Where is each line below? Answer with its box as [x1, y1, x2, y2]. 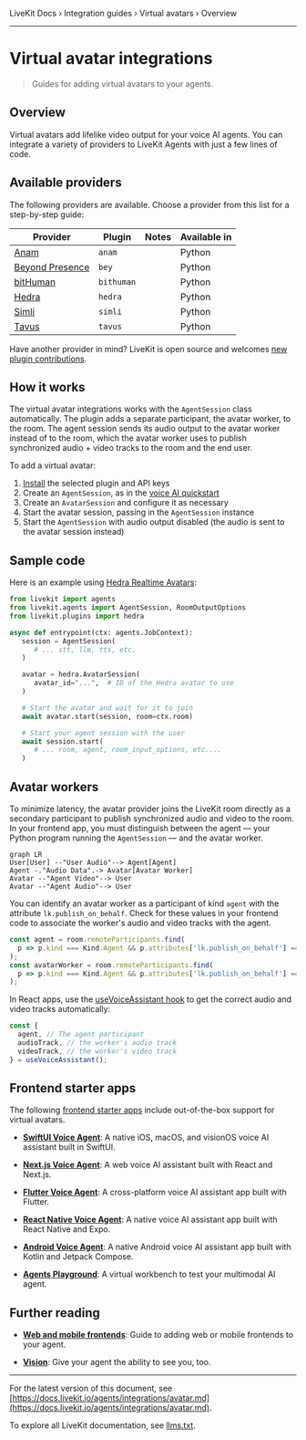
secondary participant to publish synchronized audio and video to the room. [9, 813, 294, 824]
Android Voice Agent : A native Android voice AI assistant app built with [22, 1241, 291, 1253]
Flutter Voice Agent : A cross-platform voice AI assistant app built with [22, 1186, 287, 1198]
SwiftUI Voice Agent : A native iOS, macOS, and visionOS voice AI [22, 1132, 270, 1143]
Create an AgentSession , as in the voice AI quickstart [22, 487, 220, 498]
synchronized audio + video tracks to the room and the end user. [9, 443, 253, 454]
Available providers [9, 175, 122, 191]
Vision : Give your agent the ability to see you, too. [22, 1357, 211, 1368]
